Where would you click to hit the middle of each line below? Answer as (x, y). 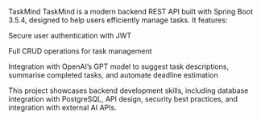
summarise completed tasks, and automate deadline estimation (114, 75)
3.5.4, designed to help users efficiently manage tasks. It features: (118, 20)
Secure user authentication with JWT (70, 36)
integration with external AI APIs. (62, 108)
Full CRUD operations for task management (80, 51)
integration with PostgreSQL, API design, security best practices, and (123, 99)
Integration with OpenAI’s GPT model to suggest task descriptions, (119, 66)
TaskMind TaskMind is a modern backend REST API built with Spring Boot (131, 12)
